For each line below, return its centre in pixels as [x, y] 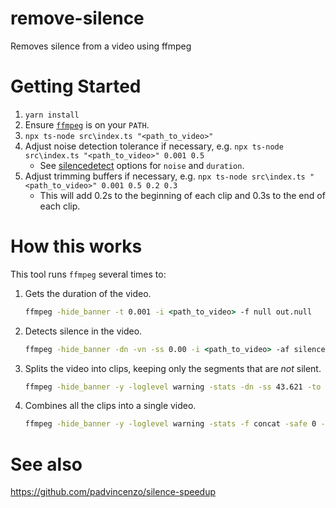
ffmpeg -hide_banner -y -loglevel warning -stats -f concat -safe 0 [170, 424]
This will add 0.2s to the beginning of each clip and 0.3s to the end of [182, 195]
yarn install [52, 115]
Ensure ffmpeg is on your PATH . [87, 124]
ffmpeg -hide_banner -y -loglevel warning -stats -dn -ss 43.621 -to [173, 387]
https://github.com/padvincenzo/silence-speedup [113, 492]
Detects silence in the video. [83, 331]
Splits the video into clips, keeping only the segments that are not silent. [173, 368]
